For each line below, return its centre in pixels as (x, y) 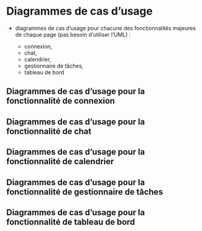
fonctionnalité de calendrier (60, 162)
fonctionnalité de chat (49, 131)
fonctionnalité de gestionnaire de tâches (85, 192)
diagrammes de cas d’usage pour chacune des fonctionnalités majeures (105, 28)
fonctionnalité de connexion (61, 101)
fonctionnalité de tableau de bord (71, 222)
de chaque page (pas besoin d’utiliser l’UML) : (73, 34)
